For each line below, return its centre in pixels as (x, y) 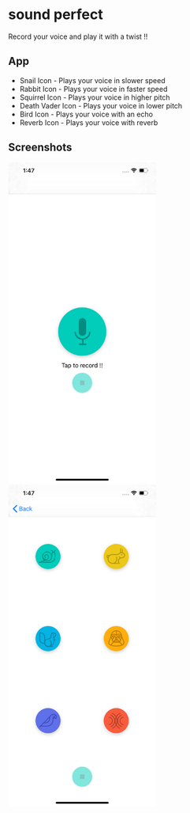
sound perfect (56, 15)
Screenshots (40, 148)
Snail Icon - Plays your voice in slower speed (92, 80)
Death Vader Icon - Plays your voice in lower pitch (101, 105)
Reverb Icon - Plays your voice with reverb (89, 122)
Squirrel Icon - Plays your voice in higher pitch (95, 97)
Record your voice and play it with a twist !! (78, 36)
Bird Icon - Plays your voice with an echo (86, 114)
